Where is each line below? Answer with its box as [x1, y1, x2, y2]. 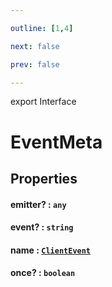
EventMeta [10, 131, 103, 153]
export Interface [10, 96, 77, 108]
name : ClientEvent [10, 244, 92, 256]
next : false [10, 41, 60, 51]
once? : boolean [10, 267, 76, 279]
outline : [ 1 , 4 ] [10, 23, 74, 33]
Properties [10, 170, 78, 187]
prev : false [10, 59, 60, 70]
